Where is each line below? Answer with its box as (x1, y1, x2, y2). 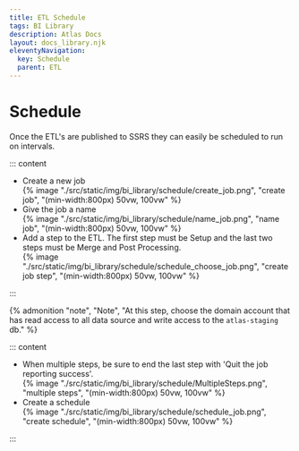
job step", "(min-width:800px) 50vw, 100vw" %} (21, 270, 200, 281)
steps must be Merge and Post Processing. (21, 242, 182, 252)
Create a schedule (21, 396, 90, 407)
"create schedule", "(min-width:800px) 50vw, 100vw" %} (21, 415, 234, 426)
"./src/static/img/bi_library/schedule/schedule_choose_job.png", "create (21, 260, 289, 271)
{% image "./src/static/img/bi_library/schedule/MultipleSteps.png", (21, 378, 268, 388)
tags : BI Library (9, 21, 74, 30)
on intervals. (9, 140, 56, 151)
